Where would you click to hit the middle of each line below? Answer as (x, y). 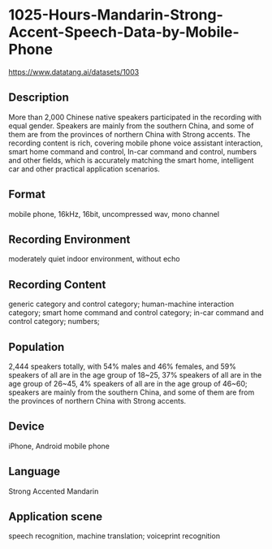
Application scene (56, 517)
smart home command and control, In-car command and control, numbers (133, 151)
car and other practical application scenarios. (84, 169)
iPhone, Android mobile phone (59, 446)
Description (39, 98)
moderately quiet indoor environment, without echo (94, 259)
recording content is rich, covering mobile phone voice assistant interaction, (136, 143)
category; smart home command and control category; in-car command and (136, 313)
